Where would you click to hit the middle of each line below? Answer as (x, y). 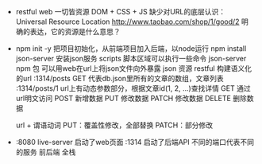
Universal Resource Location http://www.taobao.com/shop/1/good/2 (127, 21)
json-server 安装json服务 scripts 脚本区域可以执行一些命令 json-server (131, 59)
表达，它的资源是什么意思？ (75, 31)
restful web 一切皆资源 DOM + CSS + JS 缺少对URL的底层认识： (121, 12)
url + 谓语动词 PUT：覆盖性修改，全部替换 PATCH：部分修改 (114, 125)
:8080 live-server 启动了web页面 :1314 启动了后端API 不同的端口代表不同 (135, 142)
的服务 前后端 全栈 (46, 152)
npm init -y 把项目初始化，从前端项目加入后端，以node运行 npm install (131, 49)
